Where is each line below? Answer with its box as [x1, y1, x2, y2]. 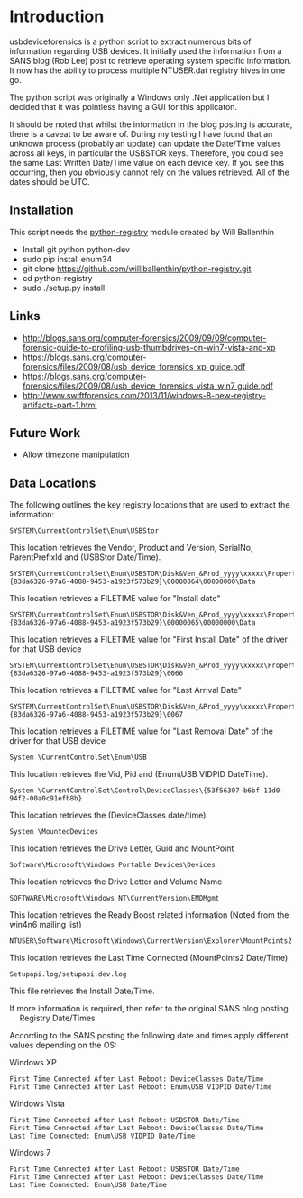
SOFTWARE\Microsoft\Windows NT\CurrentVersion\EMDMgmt [9, 894, 220, 903]
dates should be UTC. [9, 176, 90, 187]
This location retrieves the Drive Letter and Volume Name [9, 876, 223, 887]
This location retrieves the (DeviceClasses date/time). [9, 809, 209, 821]
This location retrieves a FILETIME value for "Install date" [9, 593, 221, 604]
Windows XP [9, 1057, 57, 1068]
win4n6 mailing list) [9, 919, 83, 930]
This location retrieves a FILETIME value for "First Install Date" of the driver [9, 634, 289, 645]
